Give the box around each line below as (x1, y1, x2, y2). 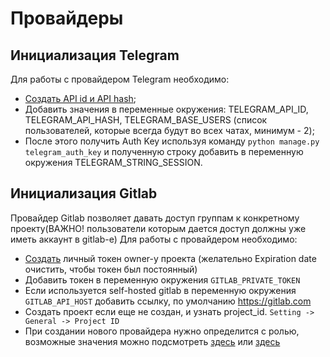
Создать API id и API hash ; (24, 93, 137, 104)
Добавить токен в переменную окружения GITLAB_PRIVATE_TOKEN (24, 273, 301, 286)
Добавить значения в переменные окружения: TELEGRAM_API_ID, (24, 103, 309, 115)
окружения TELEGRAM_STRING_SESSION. (24, 157, 203, 168)
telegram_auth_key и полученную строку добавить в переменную (24, 146, 304, 157)
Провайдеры (10, 7, 124, 30)
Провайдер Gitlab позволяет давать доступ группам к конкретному (10, 212, 300, 224)
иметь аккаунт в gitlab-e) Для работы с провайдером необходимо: (10, 233, 298, 245)
